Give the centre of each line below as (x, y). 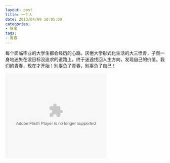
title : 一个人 (19, 15)
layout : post (19, 10)
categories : (18, 24)
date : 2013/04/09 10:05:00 (34, 19)
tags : (11, 33)
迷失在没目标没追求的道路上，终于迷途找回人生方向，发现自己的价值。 (87, 59)
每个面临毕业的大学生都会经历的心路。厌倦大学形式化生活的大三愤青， (78, 53)
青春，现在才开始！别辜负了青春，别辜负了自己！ (65, 66)
